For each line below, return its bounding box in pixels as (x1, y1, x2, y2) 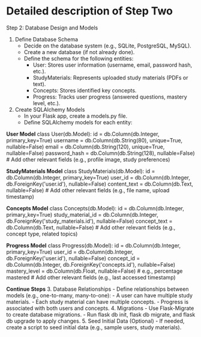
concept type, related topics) (6, 230, 78, 237)
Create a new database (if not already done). (23, 48, 135, 55)
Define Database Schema (14, 35, 79, 43)
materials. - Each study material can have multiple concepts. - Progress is (6, 298, 189, 305)
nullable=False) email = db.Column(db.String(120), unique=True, (6, 143, 165, 150)
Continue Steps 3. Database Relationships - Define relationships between (6, 285, 189, 293)
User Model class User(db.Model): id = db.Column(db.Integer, (6, 130, 160, 138)
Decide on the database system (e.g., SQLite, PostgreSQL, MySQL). (23, 42, 192, 49)
